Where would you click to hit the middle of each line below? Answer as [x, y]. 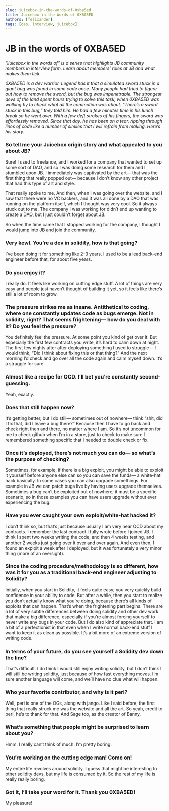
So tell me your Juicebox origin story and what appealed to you [84, 145]
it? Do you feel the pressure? [41, 326]
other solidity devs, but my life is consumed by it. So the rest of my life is [80, 774]
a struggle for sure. [25, 364]
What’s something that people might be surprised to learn [77, 727]
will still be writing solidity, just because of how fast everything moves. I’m [82, 674]
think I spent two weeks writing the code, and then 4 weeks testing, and [80, 537]
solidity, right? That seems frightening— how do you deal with [83, 320]
